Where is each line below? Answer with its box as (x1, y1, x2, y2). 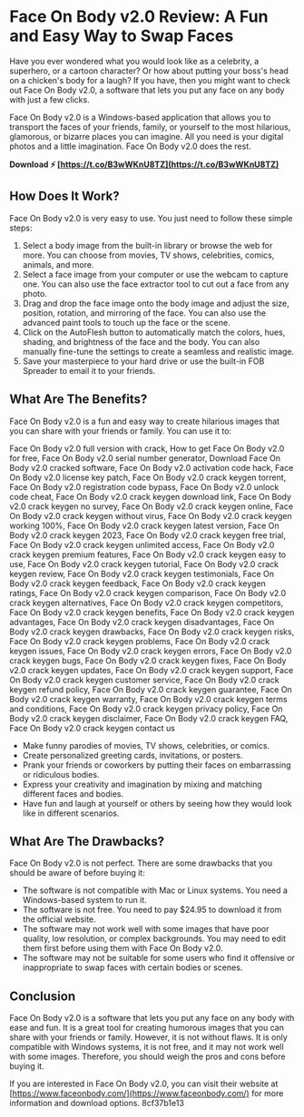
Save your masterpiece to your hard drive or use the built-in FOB (22, 356, 265, 367)
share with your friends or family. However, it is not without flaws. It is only (9, 1032, 288, 1043)
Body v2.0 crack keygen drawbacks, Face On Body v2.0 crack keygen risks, (9, 626, 295, 637)
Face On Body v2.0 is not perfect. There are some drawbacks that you (9, 857, 273, 868)
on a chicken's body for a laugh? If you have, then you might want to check (9, 74, 290, 85)
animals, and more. (22, 259, 94, 269)
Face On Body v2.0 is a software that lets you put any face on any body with (9, 1013, 295, 1024)
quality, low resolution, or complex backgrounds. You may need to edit (22, 933, 286, 945)
